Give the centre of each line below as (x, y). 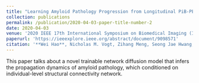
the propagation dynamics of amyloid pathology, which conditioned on (92, 67)
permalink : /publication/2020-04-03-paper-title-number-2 (79, 22)
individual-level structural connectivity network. (64, 74)
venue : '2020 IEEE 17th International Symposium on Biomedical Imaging (96, 34)
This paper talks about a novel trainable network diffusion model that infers (98, 61)
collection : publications (38, 17)
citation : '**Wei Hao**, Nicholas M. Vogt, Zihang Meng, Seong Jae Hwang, (100, 45)
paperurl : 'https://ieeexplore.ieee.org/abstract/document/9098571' (92, 39)
